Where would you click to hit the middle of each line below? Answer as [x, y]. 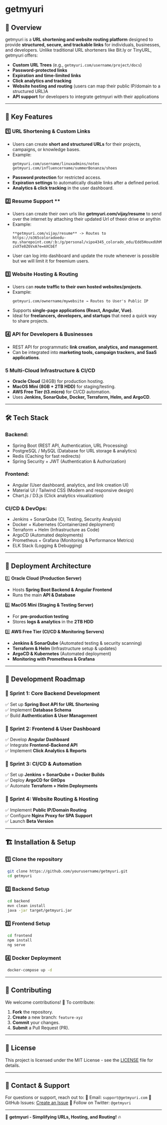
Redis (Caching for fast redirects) [46, 456]
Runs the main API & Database [44, 595]
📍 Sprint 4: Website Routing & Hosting [52, 799]
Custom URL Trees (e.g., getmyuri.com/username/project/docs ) [77, 65]
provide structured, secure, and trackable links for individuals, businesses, [83, 45]
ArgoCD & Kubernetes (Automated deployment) [62, 653]
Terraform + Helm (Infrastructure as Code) [56, 530]
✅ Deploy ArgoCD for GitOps [35, 780]
